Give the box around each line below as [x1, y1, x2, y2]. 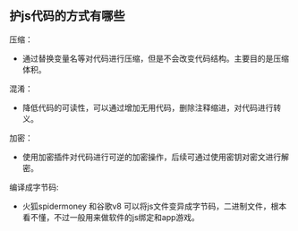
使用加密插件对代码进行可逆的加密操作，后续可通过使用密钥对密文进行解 [21, 151, 289, 162]
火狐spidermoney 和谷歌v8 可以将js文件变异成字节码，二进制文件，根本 [21, 201, 287, 211]
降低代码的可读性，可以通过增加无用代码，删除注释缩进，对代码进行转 [21, 102, 282, 113]
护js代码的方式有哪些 [9, 8, 125, 24]
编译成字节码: [9, 182, 60, 192]
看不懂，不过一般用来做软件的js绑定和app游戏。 [21, 211, 200, 222]
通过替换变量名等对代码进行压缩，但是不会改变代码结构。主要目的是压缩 [21, 53, 289, 64]
